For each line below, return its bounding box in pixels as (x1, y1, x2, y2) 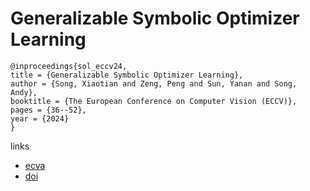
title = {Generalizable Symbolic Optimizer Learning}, (10, 70, 244, 80)
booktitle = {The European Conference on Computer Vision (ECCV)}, (10, 96, 298, 106)
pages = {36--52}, (10, 105, 87, 115)
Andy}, (10, 87, 38, 97)
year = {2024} (10, 113, 70, 124)
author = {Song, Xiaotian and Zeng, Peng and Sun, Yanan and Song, (10, 78, 298, 89)
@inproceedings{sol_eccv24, (10, 61, 128, 71)
